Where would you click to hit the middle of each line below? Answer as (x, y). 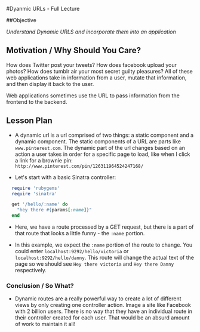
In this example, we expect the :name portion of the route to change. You (104, 245)
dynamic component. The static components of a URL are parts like (98, 141)
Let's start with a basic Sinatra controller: (65, 177)
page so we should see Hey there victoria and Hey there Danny (94, 264)
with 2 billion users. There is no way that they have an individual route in (104, 311)
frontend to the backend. (37, 102)
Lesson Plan (29, 121)
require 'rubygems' (36, 188)
